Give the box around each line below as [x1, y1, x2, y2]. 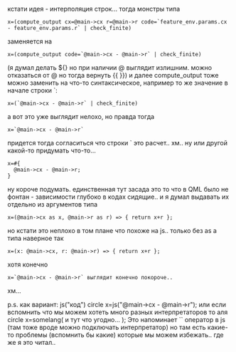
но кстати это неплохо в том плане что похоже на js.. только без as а [7, 227, 217, 234]
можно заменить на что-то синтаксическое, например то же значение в [7, 78, 229, 87]
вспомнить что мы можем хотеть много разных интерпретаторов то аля [7, 308, 228, 316]
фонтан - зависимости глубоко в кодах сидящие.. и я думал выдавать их [7, 192, 230, 201]
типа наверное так [7, 234, 64, 242]
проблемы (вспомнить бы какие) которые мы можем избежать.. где [15, 331, 224, 339]
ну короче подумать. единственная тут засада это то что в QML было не [7, 185, 229, 193]
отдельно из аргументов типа [7, 200, 98, 208]
